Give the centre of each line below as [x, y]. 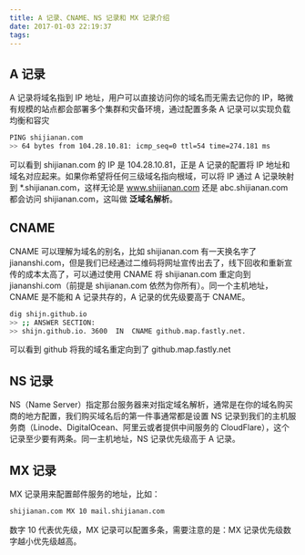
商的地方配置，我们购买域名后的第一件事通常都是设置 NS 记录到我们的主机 [149, 416]
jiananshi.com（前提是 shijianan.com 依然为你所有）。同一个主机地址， [141, 285]
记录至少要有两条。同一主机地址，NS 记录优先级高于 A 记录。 [125, 439]
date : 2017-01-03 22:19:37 [61, 26]
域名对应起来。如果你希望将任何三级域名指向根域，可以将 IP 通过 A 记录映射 [152, 176]
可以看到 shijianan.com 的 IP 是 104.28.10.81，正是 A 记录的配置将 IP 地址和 [150, 164]
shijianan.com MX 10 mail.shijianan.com [87, 511]
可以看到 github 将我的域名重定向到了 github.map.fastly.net [120, 349]
